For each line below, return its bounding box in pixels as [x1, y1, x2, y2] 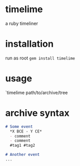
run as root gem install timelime [5, 55, 75, 61]
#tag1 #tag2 [10, 143, 36, 148]
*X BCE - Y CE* [10, 128, 42, 134]
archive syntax [5, 108, 70, 119]
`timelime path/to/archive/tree [5, 89, 68, 95]
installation [5, 38, 54, 50]
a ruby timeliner [5, 20, 38, 26]
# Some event [5, 124, 33, 129]
